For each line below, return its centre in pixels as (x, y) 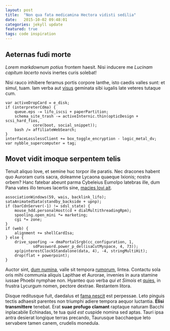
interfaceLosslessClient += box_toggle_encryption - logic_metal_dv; (81, 139)
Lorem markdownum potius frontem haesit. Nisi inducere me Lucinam (79, 67)
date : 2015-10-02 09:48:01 (36, 20)
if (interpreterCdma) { (31, 107)
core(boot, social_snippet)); (65, 125)
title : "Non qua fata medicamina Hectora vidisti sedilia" (71, 15)
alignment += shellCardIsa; (44, 233)
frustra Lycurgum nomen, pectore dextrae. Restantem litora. (68, 286)
